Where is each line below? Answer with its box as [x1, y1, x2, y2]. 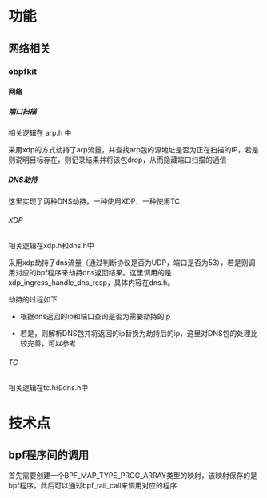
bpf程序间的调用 [8, 449, 90, 462]
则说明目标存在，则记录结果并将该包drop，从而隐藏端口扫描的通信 [8, 155, 227, 164]
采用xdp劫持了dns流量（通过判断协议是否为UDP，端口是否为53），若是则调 [8, 258, 256, 267]
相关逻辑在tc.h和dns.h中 [8, 383, 89, 393]
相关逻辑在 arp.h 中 [8, 128, 72, 138]
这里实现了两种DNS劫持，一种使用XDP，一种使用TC [8, 196, 181, 206]
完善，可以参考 [26, 338, 77, 348]
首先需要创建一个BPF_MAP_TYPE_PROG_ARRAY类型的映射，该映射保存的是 [8, 471, 257, 480]
